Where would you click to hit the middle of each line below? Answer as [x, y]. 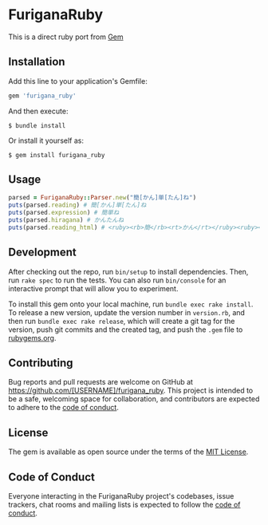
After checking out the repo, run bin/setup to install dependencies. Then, [128, 271]
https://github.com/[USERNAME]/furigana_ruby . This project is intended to [131, 391]
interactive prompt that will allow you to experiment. [93, 288]
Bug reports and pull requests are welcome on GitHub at [101, 382]
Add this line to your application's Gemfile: [78, 81]
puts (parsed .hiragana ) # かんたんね [66, 220]
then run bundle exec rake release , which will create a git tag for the [122, 321]
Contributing [41, 363]
